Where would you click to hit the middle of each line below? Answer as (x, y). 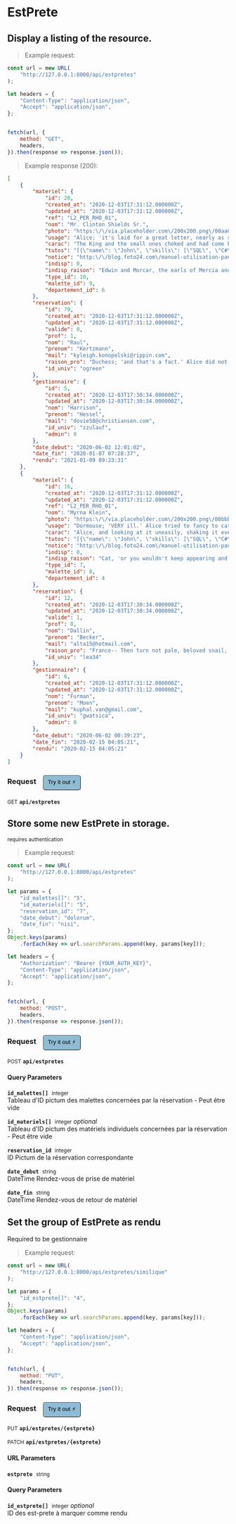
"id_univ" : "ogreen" (75, 369)
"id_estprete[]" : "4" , (53, 1298)
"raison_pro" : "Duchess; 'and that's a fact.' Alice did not (136, 362)
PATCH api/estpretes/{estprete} (54, 1442)
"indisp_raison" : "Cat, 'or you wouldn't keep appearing (130, 559)
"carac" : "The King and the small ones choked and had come (135, 244)
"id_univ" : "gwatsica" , (79, 716)
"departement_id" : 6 (75, 290)
